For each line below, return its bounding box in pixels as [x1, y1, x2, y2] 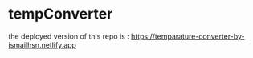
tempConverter [8, 5, 113, 23]
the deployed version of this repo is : [8, 31, 130, 41]
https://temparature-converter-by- [131, 31, 245, 41]
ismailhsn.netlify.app [8, 39, 76, 49]
